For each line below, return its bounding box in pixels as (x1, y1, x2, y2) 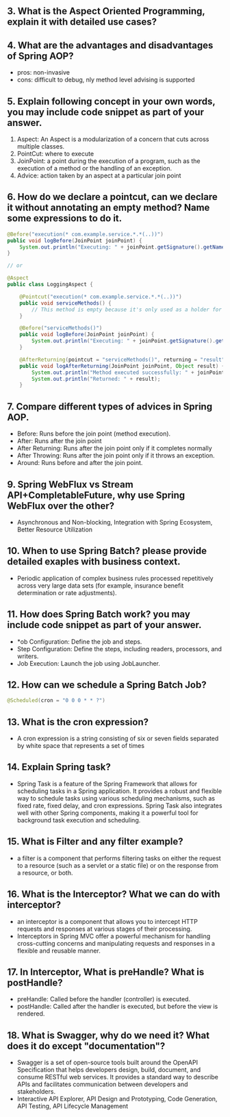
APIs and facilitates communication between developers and (16, 1080, 188, 1088)
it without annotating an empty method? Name (7, 202, 210, 214)
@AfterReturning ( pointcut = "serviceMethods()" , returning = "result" (19, 356, 225, 363)
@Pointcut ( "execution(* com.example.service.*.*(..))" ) (19, 293, 183, 300)
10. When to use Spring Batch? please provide (7, 545, 207, 557)
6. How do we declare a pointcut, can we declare (7, 191, 218, 203)
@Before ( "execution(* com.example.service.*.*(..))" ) (7, 231, 164, 238)
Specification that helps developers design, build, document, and (16, 1066, 201, 1074)
